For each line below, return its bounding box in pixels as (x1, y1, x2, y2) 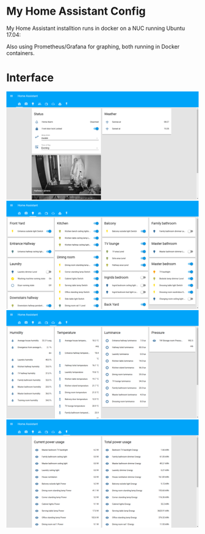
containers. (6, 49, 35, 56)
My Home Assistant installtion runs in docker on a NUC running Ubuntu (6, 24, 185, 32)
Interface (6, 71, 54, 85)
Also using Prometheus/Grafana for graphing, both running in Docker (6, 43, 180, 50)
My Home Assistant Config (6, 4, 146, 18)
